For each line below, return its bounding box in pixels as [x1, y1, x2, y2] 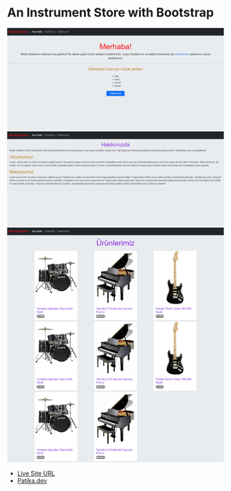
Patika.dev [16, 476, 47, 485]
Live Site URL [16, 469, 56, 477]
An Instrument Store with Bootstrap [7, 5, 214, 21]
